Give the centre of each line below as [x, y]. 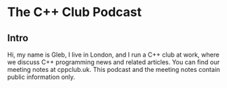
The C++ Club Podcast [75, 12]
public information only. [41, 77]
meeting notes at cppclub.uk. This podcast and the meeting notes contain [114, 69]
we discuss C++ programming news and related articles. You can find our [113, 62]
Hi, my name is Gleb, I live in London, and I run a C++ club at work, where [113, 54]
